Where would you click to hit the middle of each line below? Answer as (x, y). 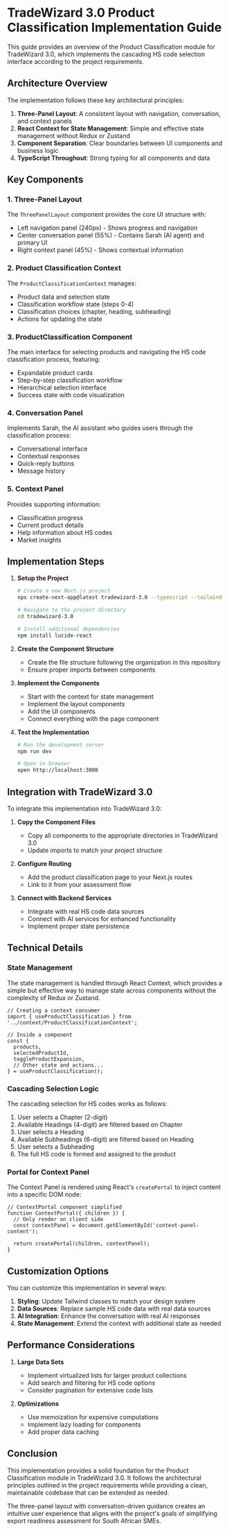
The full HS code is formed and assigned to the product (97, 1154)
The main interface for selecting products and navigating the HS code (107, 352)
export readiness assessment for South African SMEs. (84, 1521)
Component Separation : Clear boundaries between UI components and (120, 143)
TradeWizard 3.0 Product (81, 13)
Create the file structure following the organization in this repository (124, 662)
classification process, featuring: (54, 360)
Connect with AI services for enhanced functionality (102, 919)
